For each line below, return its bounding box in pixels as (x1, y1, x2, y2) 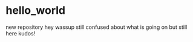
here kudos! (5, 29, 36, 37)
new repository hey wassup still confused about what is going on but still (5, 23, 188, 31)
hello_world (5, 4, 66, 17)
